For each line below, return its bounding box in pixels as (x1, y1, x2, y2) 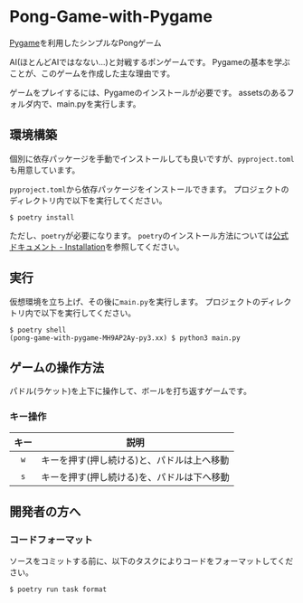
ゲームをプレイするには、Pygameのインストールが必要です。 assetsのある (9, 87, 287, 98)
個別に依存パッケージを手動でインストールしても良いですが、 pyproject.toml (9, 153, 295, 164)
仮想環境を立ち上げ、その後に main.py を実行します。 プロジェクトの (9, 296, 260, 306)
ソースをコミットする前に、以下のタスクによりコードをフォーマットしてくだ (9, 556, 294, 567)
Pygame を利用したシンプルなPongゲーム (9, 37, 162, 48)
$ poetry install (9, 212, 75, 222)
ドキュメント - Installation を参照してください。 (9, 241, 185, 252)
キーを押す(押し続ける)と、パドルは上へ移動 (41, 454, 230, 466)
